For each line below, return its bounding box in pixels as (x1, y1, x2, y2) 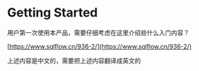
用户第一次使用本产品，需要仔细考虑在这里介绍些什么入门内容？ (7, 28, 189, 37)
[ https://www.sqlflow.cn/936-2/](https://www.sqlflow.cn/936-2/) (7, 42, 192, 50)
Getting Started (7, 5, 98, 21)
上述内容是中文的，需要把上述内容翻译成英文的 (7, 57, 141, 65)
